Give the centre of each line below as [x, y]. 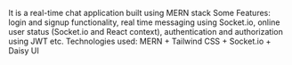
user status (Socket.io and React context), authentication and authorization [146, 32]
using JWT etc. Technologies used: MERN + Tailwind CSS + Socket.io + [140, 41]
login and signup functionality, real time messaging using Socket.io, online [144, 22]
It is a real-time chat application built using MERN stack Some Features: [139, 13]
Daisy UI [24, 51]
